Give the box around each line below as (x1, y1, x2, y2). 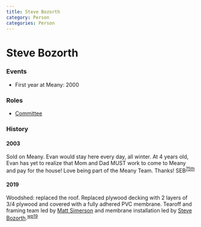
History (6, 125, 29, 133)
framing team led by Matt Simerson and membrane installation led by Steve (6, 207, 192, 214)
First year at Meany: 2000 (14, 81, 79, 88)
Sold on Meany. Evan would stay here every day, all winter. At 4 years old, (6, 153, 189, 160)
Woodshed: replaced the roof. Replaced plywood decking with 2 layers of (6, 194, 188, 202)
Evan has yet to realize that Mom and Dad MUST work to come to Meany (6, 160, 186, 167)
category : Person (6, 14, 50, 20)
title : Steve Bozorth (6, 8, 61, 15)
